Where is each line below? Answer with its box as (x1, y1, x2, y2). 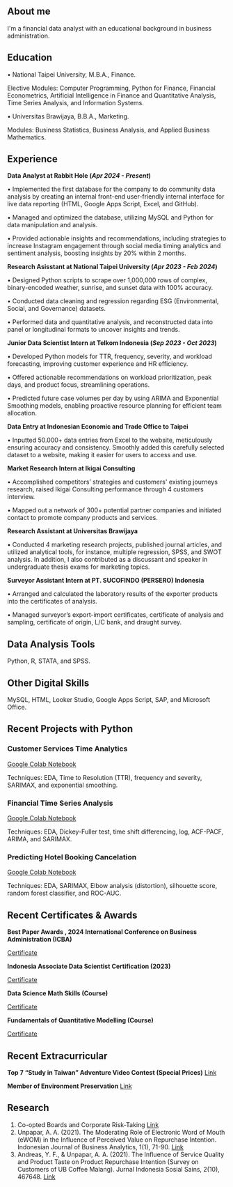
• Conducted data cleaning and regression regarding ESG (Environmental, (7, 297, 219, 305)
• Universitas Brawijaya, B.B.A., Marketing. (7, 112, 129, 121)
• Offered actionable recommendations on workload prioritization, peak (7, 373, 212, 382)
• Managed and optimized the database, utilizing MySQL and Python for (7, 213, 214, 222)
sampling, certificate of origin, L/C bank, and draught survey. (7, 618, 182, 627)
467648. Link (17, 1172, 56, 1181)
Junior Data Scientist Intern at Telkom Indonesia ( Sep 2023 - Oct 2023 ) (7, 339, 217, 347)
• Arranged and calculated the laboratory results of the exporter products (7, 590, 218, 598)
